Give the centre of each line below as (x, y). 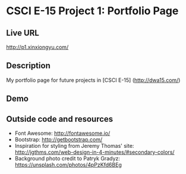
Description (28, 66)
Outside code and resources (60, 119)
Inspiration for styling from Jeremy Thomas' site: (74, 146)
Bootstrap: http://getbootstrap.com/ (59, 140)
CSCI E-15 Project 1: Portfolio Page (92, 11)
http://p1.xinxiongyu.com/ (37, 47)
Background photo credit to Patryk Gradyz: (67, 159)
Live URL (23, 33)
